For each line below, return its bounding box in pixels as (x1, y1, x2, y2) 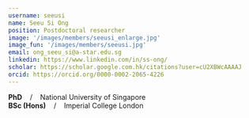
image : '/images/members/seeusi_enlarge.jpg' (8, 33, 160, 42)
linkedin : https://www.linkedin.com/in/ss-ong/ (8, 56, 168, 64)
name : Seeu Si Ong (8, 19, 69, 27)
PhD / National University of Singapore (8, 92, 146, 101)
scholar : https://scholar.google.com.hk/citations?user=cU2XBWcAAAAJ (8, 63, 243, 71)
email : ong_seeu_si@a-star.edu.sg (8, 48, 123, 56)
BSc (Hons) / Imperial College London (8, 101, 144, 110)
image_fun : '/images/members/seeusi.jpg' (8, 41, 147, 49)
